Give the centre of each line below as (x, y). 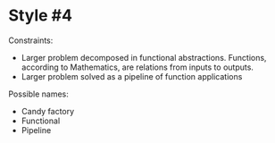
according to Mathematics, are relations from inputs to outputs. (137, 67)
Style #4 (41, 16)
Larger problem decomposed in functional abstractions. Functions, (144, 57)
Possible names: (38, 94)
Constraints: (31, 40)
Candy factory (48, 111)
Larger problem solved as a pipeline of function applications (132, 76)
